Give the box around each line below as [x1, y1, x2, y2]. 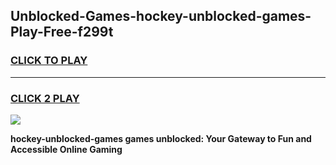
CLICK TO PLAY [10, 54, 88, 68]
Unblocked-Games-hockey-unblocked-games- [10, 8, 312, 25]
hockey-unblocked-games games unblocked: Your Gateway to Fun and [10, 132, 312, 144]
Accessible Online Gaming [10, 143, 123, 155]
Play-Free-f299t [10, 24, 114, 41]
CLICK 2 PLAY [10, 91, 80, 105]
